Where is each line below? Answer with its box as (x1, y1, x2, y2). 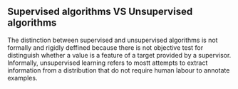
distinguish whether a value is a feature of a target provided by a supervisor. (7, 51, 232, 59)
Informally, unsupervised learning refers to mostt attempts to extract (7, 58, 208, 67)
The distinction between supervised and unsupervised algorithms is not (7, 36, 218, 44)
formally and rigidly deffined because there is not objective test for (7, 43, 204, 52)
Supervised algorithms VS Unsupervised (7, 6, 193, 18)
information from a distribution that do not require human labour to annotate (7, 66, 230, 74)
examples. (7, 73, 38, 82)
